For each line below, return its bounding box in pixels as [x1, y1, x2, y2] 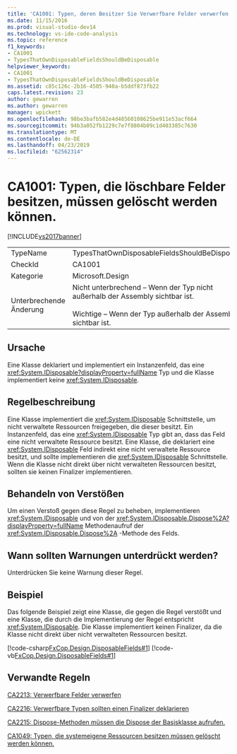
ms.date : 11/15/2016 [7, 17, 68, 24]
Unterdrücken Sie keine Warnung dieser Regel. [7, 568, 143, 577]
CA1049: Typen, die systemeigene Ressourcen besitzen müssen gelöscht [7, 731, 221, 740]
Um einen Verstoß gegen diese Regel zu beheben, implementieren [7, 507, 200, 515]
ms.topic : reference [7, 37, 68, 44]
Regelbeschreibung [7, 396, 96, 408]
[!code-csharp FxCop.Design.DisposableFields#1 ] [7, 644, 150, 652]
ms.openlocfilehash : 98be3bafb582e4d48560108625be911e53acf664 [7, 115, 197, 122]
